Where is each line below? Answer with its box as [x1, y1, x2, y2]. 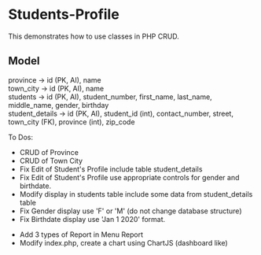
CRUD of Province [19, 147, 79, 157]
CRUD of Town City [19, 156, 83, 165]
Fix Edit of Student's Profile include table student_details [19, 164, 203, 174]
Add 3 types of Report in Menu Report [19, 230, 144, 239]
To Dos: [8, 132, 34, 142]
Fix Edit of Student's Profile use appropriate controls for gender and [19, 172, 240, 182]
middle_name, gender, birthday [8, 100, 109, 109]
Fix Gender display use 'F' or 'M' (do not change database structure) [19, 206, 242, 216]
